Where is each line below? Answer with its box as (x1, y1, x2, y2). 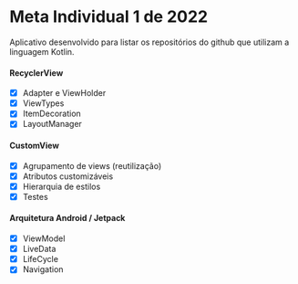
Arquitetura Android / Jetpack (9, 213, 126, 224)
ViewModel (22, 233, 66, 244)
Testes (22, 191, 48, 202)
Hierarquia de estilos (22, 181, 101, 192)
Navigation (22, 264, 64, 275)
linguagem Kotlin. (9, 46, 75, 57)
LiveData (22, 244, 57, 255)
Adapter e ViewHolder (22, 88, 107, 99)
